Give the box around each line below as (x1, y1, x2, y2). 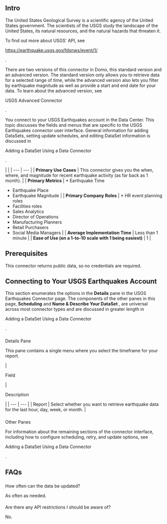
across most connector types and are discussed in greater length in (5, 306, 145, 312)
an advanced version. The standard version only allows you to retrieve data (5, 72, 160, 78)
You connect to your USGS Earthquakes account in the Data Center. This (5, 117, 155, 123)
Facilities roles (12, 203, 42, 209)
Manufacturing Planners (12, 219, 62, 225)
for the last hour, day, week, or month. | (5, 407, 86, 413)
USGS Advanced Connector (5, 97, 63, 103)
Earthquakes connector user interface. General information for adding (5, 127, 149, 133)
